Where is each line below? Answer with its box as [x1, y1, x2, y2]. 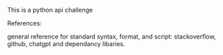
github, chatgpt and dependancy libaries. [7, 40, 125, 47]
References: [7, 19, 42, 27]
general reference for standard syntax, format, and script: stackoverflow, [7, 32, 216, 41]
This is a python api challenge [7, 6, 93, 14]
